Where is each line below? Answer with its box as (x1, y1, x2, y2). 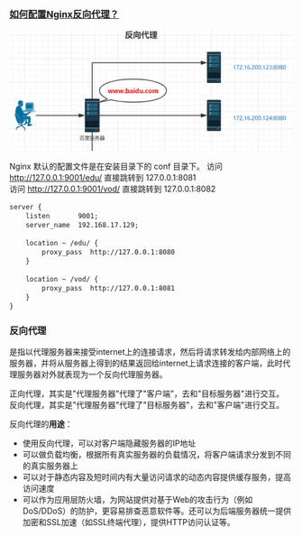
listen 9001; (25, 211, 99, 220)
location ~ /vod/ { (25, 274, 99, 283)
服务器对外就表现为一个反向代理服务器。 (16, 369, 168, 380)
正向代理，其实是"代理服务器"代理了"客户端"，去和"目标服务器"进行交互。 (9, 388, 285, 399)
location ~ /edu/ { (25, 238, 99, 247)
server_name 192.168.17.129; (25, 220, 140, 229)
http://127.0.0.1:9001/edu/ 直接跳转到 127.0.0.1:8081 (9, 171, 197, 182)
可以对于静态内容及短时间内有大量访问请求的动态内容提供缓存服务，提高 (22, 472, 291, 483)
